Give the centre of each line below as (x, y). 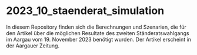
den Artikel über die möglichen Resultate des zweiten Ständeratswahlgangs (98, 33)
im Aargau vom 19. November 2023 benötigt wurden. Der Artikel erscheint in (98, 39)
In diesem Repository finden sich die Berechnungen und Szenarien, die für (96, 27)
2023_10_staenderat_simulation (85, 11)
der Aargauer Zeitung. (33, 46)
